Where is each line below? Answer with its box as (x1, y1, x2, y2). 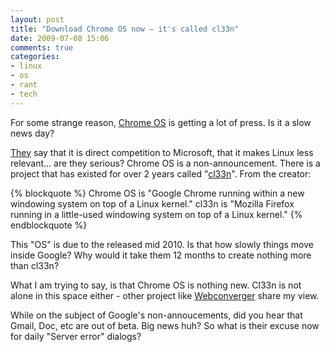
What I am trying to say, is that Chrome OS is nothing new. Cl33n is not (10, 279, 302, 291)
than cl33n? (10, 259, 60, 271)
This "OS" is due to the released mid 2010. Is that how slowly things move (10, 238, 314, 250)
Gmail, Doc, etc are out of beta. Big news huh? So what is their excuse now (10, 319, 320, 331)
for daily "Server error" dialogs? (10, 330, 142, 342)
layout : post (10, 14, 65, 25)
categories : (10, 52, 60, 62)
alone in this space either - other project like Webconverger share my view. (10, 289, 320, 301)
